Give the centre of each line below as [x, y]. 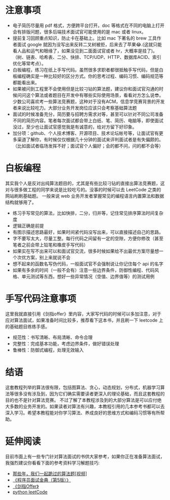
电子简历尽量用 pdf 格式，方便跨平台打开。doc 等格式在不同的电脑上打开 [88, 25]
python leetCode [30, 492]
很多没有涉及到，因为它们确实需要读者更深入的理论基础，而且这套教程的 [89, 394]
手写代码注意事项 [41, 299]
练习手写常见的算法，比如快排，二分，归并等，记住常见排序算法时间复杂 [88, 213]
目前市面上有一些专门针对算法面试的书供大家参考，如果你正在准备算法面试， [85, 456]
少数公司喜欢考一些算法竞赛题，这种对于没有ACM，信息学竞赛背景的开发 [89, 101]
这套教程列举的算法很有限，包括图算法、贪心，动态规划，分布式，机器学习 [83, 387]
